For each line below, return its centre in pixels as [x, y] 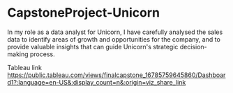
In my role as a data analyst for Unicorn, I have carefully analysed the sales [115, 32]
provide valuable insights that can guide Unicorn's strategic [93, 46]
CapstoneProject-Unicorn [84, 13]
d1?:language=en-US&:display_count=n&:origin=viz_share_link [97, 82]
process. [42, 54]
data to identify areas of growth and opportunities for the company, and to [114, 39]
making [18, 54]
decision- [193, 46]
